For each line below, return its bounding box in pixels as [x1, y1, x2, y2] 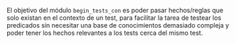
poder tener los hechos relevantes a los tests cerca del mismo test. [6, 28, 203, 37]
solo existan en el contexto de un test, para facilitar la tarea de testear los [6, 13, 222, 22]
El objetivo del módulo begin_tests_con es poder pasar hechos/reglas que [6, 6, 224, 14]
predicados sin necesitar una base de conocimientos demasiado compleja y [6, 21, 230, 29]
